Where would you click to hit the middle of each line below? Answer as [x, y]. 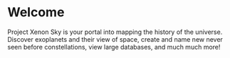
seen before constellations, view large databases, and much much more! [114, 47]
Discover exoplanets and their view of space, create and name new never [115, 39]
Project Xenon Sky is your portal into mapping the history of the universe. [115, 32]
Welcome [36, 12]
